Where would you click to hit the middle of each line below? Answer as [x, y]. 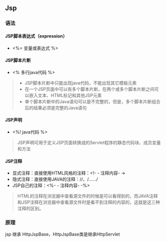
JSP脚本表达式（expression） [36, 36]
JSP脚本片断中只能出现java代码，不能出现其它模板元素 [81, 83]
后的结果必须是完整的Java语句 [55, 108]
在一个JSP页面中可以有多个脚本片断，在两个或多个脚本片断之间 [89, 89]
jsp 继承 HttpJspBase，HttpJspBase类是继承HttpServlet [63, 234]
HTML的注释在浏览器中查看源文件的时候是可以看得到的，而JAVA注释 [87, 196]
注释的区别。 [30, 209]
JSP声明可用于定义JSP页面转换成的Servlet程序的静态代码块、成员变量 [89, 142]
